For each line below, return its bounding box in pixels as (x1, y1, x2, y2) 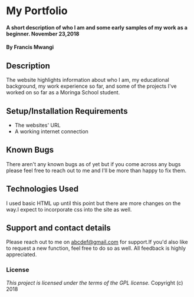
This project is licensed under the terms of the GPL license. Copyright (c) (6, 279, 183, 286)
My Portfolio (6, 4, 68, 18)
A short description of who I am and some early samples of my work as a (6, 24, 188, 31)
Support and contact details (6, 223, 111, 233)
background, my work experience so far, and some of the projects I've (6, 82, 177, 90)
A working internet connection (14, 128, 88, 135)
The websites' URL (14, 122, 61, 128)
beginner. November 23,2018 (6, 30, 80, 37)
